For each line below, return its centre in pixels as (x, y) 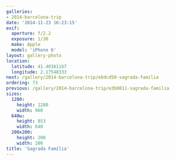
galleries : (19, 11)
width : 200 (30, 143)
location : (18, 61)
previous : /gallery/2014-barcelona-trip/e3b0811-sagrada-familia (87, 88)
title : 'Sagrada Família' (38, 149)
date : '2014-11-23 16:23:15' (42, 22)
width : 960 (30, 110)
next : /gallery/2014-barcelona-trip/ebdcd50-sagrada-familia (83, 77)
